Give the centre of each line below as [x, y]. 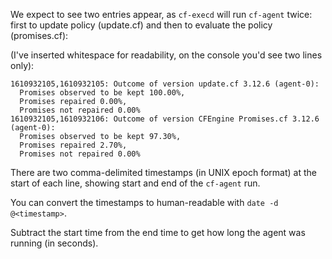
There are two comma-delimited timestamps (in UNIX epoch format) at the [163, 172]
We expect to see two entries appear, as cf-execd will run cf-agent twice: [161, 14]
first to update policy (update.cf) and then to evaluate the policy [141, 25]
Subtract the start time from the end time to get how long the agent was [158, 232]
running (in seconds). [54, 243]
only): [22, 65]
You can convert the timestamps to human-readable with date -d [144, 202]
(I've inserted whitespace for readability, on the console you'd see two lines [166, 55]
